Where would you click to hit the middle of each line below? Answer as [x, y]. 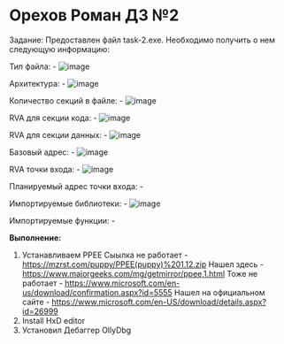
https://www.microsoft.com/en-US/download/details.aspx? [159, 302]
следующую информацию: [60, 49]
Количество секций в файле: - [66, 100]
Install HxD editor [54, 320]
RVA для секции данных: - [58, 134]
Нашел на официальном [219, 292]
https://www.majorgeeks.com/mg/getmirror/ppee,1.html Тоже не [140, 273]
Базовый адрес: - [42, 152]
